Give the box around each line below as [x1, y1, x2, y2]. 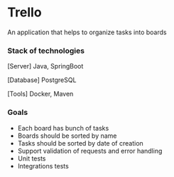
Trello [7, 4, 42, 21]
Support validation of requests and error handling [17, 146, 163, 155]
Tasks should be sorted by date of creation [17, 138, 143, 147]
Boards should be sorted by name [17, 131, 117, 140]
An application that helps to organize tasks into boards [7, 28, 167, 36]
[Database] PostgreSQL [7, 76, 77, 84]
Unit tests [17, 154, 46, 163]
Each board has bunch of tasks [17, 123, 109, 132]
